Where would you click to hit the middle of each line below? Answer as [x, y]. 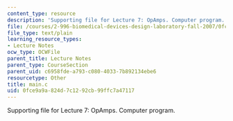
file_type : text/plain [40, 33]
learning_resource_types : [44, 39]
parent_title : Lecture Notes [49, 59]
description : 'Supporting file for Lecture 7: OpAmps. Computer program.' [118, 20]
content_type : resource [42, 13]
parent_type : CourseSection [48, 65]
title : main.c [28, 84]
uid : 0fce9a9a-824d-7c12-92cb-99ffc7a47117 [71, 91]
